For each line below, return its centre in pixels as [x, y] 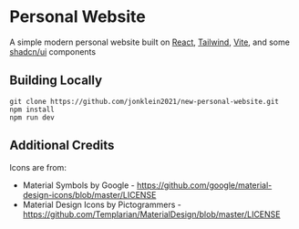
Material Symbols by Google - [78, 185]
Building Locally [56, 81]
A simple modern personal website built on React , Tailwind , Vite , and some [149, 42]
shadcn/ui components [53, 51]
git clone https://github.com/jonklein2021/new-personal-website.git [144, 101]
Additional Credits [62, 146]
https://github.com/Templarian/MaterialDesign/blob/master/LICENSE [151, 214]
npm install [32, 109]
